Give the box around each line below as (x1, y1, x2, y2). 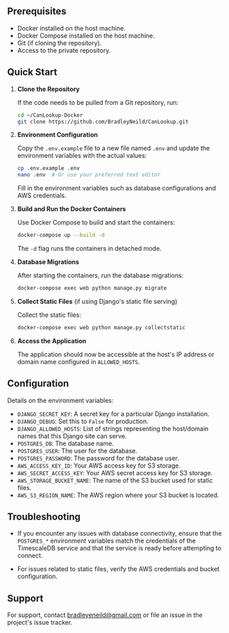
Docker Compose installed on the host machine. (17, 31, 155, 40)
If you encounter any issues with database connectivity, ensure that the (17, 529, 222, 538)
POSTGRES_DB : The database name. (17, 439, 114, 447)
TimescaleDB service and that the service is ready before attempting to (17, 544, 222, 552)
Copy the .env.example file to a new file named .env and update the (17, 144, 210, 152)
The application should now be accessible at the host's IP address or (17, 350, 215, 359)
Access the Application (17, 336, 87, 345)
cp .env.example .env (17, 165, 80, 172)
